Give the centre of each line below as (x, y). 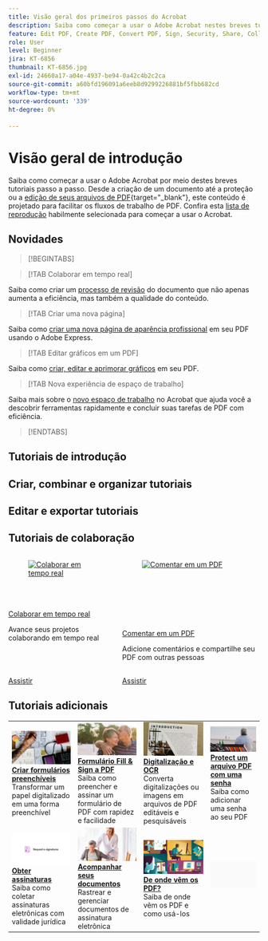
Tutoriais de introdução (67, 457)
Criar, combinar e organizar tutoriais (100, 484)
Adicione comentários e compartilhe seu (189, 648)
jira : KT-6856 (32, 59)
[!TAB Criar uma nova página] (76, 313)
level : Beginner (35, 51)
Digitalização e (168, 761)
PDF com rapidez (106, 812)
